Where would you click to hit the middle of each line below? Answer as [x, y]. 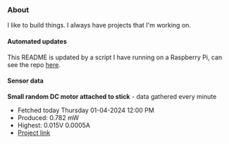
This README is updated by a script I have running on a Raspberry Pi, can [115, 57]
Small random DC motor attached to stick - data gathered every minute [112, 96]
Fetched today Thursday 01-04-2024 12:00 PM [86, 110]
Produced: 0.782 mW [48, 117]
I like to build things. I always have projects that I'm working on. [99, 25]
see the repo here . [34, 64]
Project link [34, 133]
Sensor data [25, 81]
